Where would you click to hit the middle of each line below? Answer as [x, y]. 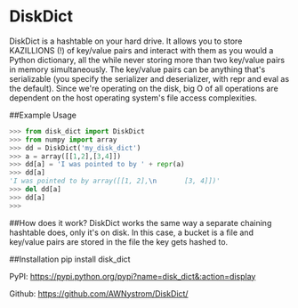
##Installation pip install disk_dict [70, 259]
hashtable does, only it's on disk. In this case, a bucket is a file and [131, 232]
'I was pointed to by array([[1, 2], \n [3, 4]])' [115, 181]
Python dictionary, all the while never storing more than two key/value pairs [147, 60]
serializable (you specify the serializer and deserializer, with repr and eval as [149, 78]
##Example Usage [43, 115]
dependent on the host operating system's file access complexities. [133, 97]
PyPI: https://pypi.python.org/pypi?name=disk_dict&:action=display [133, 276]
